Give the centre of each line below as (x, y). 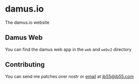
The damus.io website (27, 22)
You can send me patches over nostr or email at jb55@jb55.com (69, 76)
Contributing (25, 65)
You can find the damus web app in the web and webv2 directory (68, 49)
